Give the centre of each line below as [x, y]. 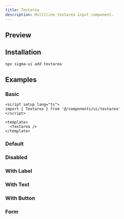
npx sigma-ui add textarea [34, 64]
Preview [18, 35]
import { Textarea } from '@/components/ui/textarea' [63, 109]
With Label [19, 171]
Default [15, 144]
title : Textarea [22, 10]
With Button [20, 198]
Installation [23, 52]
